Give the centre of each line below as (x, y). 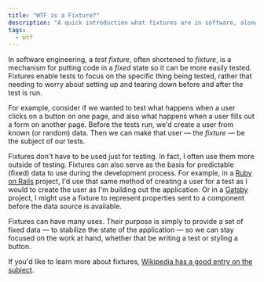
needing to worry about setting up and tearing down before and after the (126, 85)
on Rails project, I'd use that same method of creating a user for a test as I (128, 182)
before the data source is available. (65, 206)
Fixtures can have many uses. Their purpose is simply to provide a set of (126, 222)
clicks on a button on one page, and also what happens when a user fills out (131, 116)
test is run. (26, 93)
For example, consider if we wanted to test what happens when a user (122, 108)
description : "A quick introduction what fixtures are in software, (123, 23)
